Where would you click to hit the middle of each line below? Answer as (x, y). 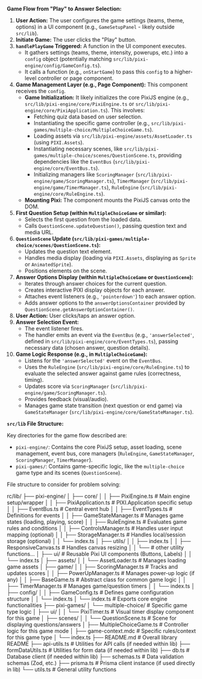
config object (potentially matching (68, 59)
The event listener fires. (54, 328)
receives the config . (40, 91)
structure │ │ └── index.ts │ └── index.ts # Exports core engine (87, 599)
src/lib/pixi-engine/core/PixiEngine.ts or (79, 104)
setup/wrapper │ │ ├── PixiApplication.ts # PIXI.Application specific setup (99, 503)
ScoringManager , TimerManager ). (54, 460)
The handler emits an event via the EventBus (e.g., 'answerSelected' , (109, 335)
